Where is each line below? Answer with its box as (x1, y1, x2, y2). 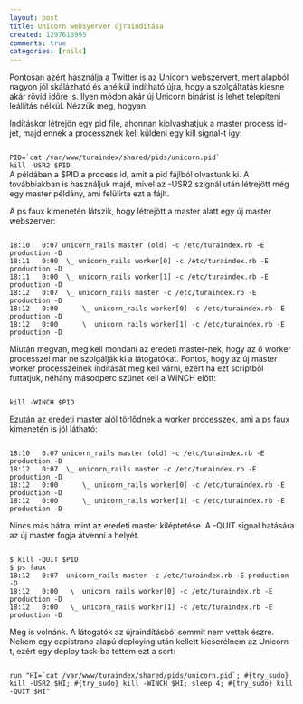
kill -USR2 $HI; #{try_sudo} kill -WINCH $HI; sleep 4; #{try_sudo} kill (9, 680, 294, 689)
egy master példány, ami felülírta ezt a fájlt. (9, 188, 170, 199)
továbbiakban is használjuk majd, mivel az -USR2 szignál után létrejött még (9, 178, 289, 190)
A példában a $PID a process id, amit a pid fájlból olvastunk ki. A (9, 169, 250, 180)
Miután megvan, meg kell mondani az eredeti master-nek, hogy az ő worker (9, 344, 291, 355)
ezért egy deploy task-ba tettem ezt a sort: (16, 646, 176, 657)
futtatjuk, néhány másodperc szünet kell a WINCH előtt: (9, 373, 217, 384)
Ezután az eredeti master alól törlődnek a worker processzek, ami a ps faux (9, 414, 290, 425)
